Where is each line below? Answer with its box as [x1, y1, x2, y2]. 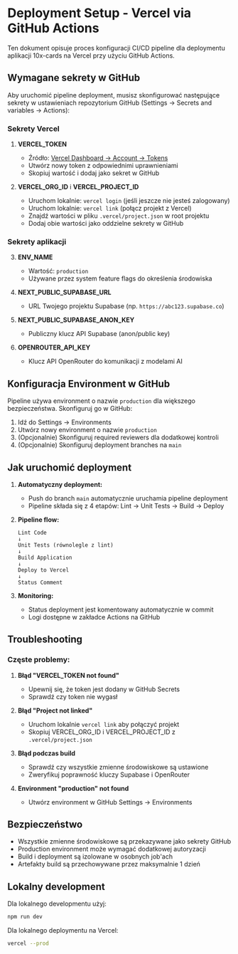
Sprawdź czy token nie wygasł [28, 692, 118, 701]
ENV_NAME [17, 253, 53, 261]
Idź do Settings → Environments [17, 418, 112, 426]
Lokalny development [7, 881, 105, 893]
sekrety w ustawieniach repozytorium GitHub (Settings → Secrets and [7, 98, 212, 107]
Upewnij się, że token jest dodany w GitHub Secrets [28, 685, 180, 693]
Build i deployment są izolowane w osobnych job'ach [17, 852, 173, 861]
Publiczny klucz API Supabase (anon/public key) [28, 330, 171, 338]
